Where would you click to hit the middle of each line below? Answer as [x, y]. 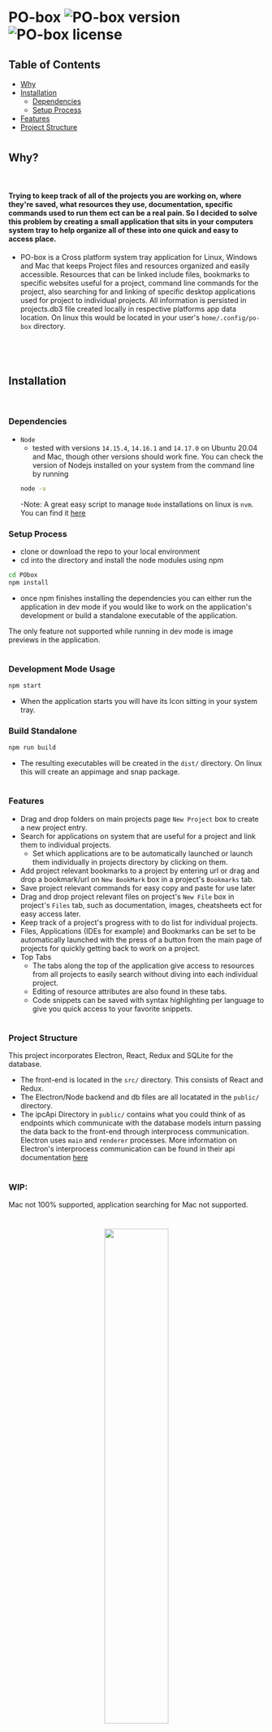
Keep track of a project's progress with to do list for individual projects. [139, 922]
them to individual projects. [66, 844]
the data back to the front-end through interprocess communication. [134, 1132]
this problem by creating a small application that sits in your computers [131, 222]
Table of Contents [55, 65]
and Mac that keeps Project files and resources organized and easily [135, 266]
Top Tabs [36, 957]
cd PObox [23, 575]
